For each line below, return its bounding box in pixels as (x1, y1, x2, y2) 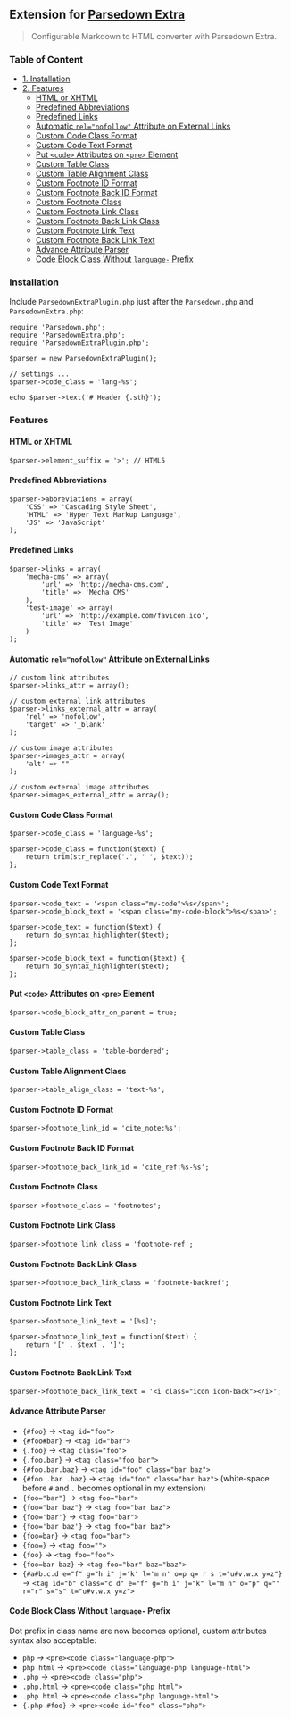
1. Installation (21, 73, 71, 84)
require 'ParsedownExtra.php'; (9, 330, 126, 340)
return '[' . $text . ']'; (25, 1340, 126, 1349)
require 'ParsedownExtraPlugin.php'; (9, 338, 150, 347)
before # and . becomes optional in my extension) (21, 1482, 207, 1493)
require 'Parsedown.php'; (9, 323, 105, 332)
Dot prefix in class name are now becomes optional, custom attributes (9, 1625, 267, 1636)
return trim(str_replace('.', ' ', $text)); (25, 853, 194, 862)
